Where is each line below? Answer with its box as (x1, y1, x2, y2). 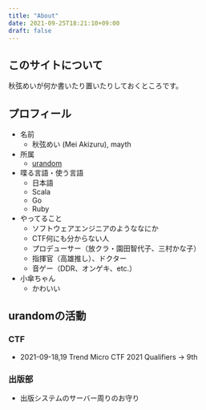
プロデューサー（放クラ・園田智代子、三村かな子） (31, 243, 201, 253)
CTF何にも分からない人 (31, 234, 110, 243)
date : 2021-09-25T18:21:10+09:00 (8, 19, 120, 27)
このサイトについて (8, 58, 103, 72)
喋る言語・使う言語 (19, 168, 84, 177)
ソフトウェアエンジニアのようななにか (31, 223, 159, 233)
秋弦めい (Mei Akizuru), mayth (31, 139, 131, 149)
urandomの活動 (8, 309, 87, 323)
